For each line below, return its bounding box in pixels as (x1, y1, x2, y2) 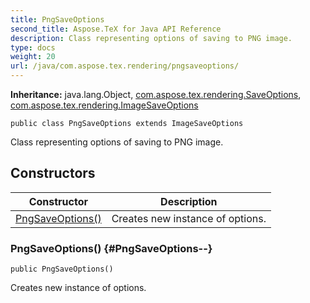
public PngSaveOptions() (10, 264, 114, 275)
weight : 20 (10, 52, 56, 62)
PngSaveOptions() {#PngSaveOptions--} (10, 241, 213, 255)
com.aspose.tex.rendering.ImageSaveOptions (10, 99, 199, 111)
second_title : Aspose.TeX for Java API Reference (10, 24, 222, 34)
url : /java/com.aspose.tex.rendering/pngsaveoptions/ (10, 61, 240, 71)
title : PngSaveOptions (10, 14, 105, 25)
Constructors (10, 165, 96, 182)
